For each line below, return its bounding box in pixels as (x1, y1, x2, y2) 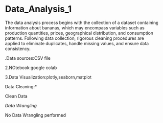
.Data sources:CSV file (5, 55, 51, 61)
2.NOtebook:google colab (5, 65, 57, 71)
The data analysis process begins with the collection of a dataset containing (5, 20, 159, 25)
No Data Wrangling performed (5, 112, 66, 118)
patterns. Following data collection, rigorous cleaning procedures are (5, 35, 144, 41)
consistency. (5, 46, 31, 51)
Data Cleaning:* (5, 83, 37, 89)
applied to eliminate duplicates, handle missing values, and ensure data (5, 40, 149, 46)
